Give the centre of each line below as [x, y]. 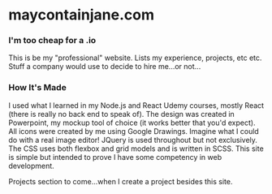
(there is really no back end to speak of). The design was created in [122, 114]
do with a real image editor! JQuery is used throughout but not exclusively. [133, 140]
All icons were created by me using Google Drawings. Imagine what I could [134, 131]
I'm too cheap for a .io [52, 41]
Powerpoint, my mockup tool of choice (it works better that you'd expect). [132, 123]
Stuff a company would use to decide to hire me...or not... [105, 67]
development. [31, 166]
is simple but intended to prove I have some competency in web [115, 157]
